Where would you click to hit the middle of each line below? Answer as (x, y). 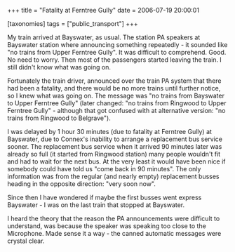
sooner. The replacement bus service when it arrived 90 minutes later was (115, 146)
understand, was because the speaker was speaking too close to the (107, 226)
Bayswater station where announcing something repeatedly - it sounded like (117, 45)
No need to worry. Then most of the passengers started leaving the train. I (115, 60)
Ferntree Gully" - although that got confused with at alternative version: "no (116, 111)
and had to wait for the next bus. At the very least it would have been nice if (116, 161)
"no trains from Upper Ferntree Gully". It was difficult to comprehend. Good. (117, 52)
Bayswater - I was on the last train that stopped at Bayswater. (96, 205)
